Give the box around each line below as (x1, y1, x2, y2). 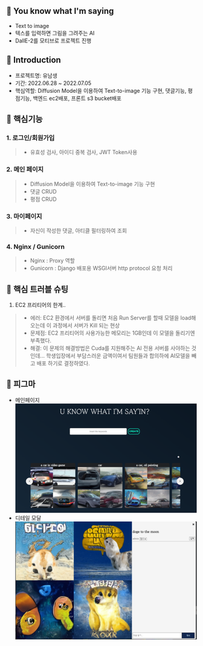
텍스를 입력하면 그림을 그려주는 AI (14, 29, 95, 36)
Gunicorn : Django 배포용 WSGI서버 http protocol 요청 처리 (30, 264, 173, 272)
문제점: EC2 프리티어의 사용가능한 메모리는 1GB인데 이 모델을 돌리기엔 (30, 329, 195, 337)
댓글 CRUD (30, 187, 57, 195)
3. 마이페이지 (6, 212, 42, 220)
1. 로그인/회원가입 (6, 133, 55, 142)
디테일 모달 (14, 514, 42, 522)
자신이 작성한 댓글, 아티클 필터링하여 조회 (30, 227, 127, 234)
